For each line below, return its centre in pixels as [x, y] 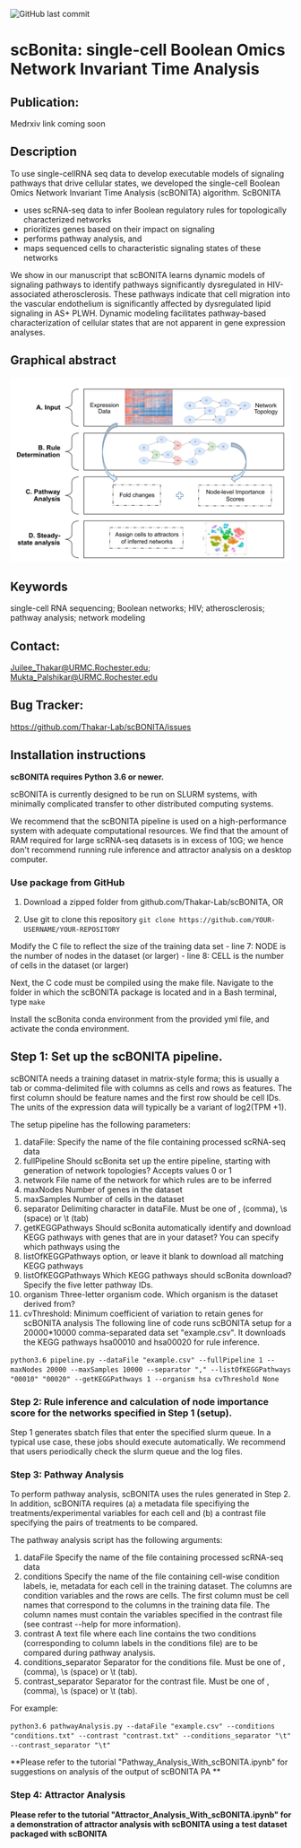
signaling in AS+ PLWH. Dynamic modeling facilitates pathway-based [138, 313]
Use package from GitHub [68, 882]
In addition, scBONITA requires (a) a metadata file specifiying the [130, 1504]
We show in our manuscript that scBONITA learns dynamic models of [138, 275]
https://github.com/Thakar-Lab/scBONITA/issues [101, 727]
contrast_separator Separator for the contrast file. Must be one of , [146, 1681]
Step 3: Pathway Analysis [67, 1474]
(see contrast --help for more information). [102, 1625]
